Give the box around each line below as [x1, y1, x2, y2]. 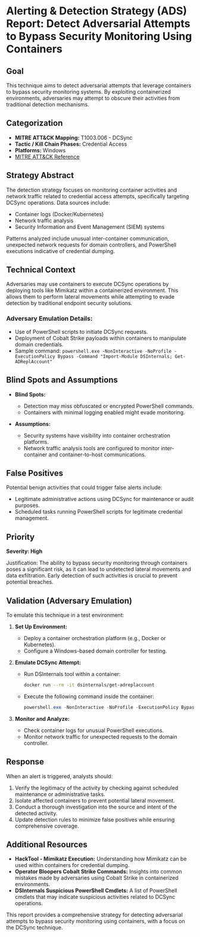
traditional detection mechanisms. [6, 101, 89, 108]
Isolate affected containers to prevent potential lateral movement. [14, 797, 175, 804]
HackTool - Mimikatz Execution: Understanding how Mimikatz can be [14, 855, 187, 862]
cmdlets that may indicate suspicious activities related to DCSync [14, 893, 176, 901]
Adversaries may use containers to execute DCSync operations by [6, 281, 169, 288]
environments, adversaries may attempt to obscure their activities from [6, 94, 180, 102]
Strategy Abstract [6, 170, 74, 180]
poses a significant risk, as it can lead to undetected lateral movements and [6, 566, 192, 573]
